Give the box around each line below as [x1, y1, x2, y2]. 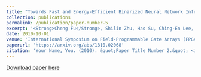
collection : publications [6, 14, 71, 20]
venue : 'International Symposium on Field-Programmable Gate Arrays [6, 36, 181, 42]
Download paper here [6, 64, 60, 71]
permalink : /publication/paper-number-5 [6, 20, 109, 26]
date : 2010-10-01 [6, 31, 50, 37]
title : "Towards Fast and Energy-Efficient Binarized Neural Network [6, 8, 184, 15]
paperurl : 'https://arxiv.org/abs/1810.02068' [6, 42, 124, 48]
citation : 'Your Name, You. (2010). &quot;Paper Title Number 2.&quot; [6, 48, 188, 54]
